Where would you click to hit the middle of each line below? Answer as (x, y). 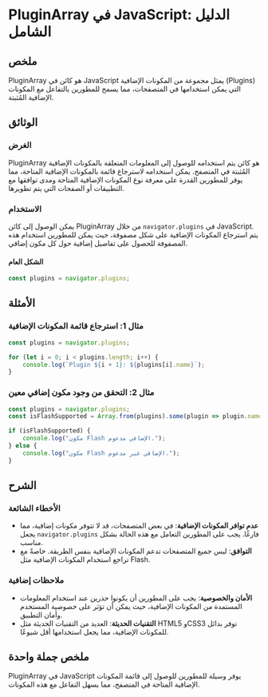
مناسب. (32, 543)
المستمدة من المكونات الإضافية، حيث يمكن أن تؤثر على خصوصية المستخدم (131, 606)
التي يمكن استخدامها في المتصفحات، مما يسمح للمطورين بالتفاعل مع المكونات (125, 89)
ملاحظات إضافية (36, 580)
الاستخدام (25, 209)
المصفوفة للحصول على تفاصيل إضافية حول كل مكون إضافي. (98, 243)
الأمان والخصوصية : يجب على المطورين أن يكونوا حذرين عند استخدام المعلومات (136, 598)
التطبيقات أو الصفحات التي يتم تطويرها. (67, 188)
